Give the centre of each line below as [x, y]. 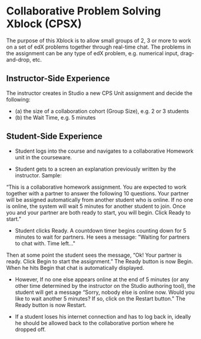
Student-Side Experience [55, 136]
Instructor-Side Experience [58, 78]
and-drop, [19, 60]
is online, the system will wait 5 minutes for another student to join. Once [96, 206]
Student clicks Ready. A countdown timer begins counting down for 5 [100, 230]
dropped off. [30, 329]
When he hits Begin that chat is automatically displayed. [75, 267]
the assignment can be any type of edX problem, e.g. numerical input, [93, 53]
